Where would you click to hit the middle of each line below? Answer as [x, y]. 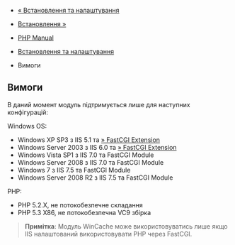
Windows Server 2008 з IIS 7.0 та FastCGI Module [91, 162]
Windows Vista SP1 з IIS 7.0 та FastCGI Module [86, 155]
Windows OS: [27, 126]
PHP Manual [36, 38]
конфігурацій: [28, 112]
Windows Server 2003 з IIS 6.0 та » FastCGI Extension [97, 147]
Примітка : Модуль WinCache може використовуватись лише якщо [126, 226]
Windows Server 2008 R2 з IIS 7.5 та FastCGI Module [95, 178]
